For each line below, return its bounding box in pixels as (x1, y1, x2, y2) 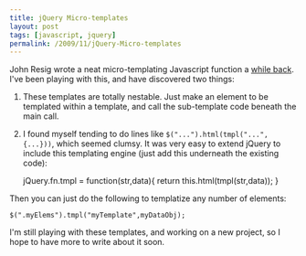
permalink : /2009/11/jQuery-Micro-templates (9, 38, 182, 48)
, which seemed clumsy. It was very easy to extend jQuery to (51, 138, 281, 149)
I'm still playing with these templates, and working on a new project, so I (9, 227, 280, 238)
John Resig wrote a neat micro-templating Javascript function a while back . (9, 64, 294, 75)
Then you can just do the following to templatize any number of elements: (9, 193, 287, 204)
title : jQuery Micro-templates (9, 13, 129, 23)
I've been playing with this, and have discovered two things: (9, 74, 235, 85)
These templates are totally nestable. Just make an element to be (22, 91, 269, 102)
